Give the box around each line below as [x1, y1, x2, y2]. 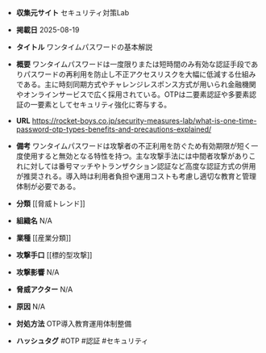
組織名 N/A [15, 216, 52, 225]
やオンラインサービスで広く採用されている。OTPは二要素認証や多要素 [15, 90, 250, 99]
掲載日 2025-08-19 [15, 25, 80, 35]
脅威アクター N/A [15, 284, 73, 294]
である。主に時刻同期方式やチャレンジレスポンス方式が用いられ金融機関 [15, 80, 256, 89]
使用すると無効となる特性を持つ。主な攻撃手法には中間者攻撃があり [23, 151, 249, 161]
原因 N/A [15, 302, 46, 311]
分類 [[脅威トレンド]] [15, 199, 86, 208]
